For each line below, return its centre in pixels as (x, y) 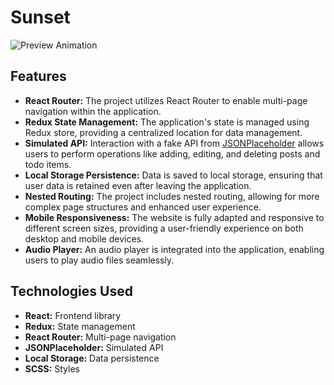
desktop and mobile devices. (84, 238)
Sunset (40, 17)
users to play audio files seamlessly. (99, 260)
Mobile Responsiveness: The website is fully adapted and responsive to (174, 217)
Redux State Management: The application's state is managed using (167, 122)
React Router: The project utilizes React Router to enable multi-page (166, 100)
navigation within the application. (93, 111)
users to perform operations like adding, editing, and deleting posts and (172, 153)
